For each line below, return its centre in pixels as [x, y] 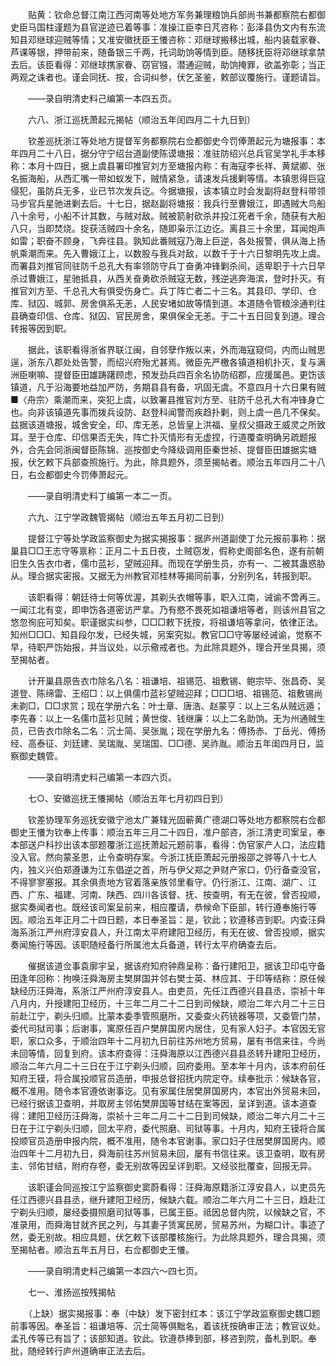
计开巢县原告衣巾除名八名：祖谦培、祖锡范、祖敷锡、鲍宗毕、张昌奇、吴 [176, 681]
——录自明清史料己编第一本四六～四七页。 [115, 1271]
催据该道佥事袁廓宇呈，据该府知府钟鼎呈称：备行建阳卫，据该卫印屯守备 [176, 966]
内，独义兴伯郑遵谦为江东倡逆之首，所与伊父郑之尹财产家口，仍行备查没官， [168, 869]
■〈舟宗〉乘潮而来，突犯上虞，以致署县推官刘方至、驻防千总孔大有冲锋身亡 [167, 399]
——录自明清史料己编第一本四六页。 [102, 777]
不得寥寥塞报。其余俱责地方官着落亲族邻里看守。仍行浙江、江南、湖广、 [159, 882]
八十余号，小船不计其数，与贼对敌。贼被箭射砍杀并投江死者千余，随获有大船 [168, 216]
